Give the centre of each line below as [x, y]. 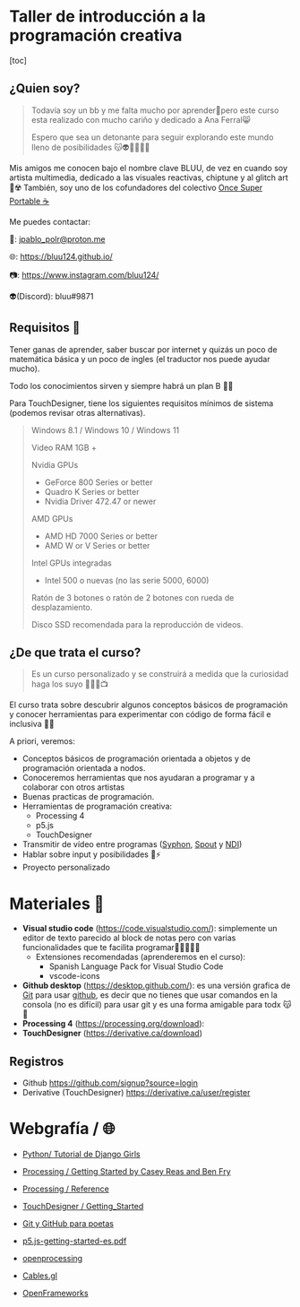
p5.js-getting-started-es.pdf [74, 1241]
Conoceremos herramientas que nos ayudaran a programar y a [138, 778]
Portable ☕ [30, 201]
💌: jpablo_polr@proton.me [57, 238]
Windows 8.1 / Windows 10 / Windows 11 [105, 430]
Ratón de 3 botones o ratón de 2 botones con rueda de [133, 597]
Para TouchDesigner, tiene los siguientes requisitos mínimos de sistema [141, 403]
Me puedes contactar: [50, 221]
